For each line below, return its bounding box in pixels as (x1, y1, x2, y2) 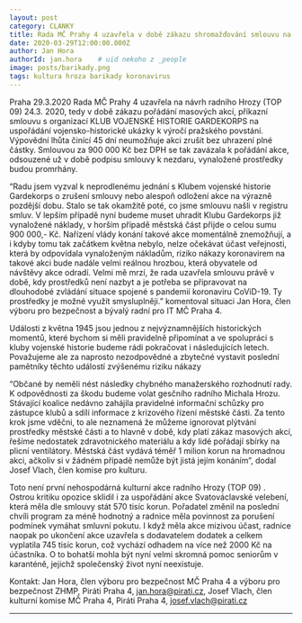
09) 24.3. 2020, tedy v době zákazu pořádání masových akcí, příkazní (9, 105, 268, 117)
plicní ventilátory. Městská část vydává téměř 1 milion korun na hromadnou (9, 445, 286, 456)
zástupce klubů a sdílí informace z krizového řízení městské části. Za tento (9, 407, 286, 418)
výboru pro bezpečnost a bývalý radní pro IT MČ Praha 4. (9, 305, 223, 316)
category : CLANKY (9, 22, 75, 31)
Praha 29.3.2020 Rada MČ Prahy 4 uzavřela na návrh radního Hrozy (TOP (9, 96, 282, 107)
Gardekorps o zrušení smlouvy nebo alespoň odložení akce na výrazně (9, 190, 272, 201)
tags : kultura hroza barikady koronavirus (9, 72, 171, 81)
